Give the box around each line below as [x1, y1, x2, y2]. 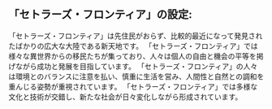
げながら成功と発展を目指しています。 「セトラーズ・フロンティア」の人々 [8, 61, 258, 71]
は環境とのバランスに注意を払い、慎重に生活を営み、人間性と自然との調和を [8, 72, 265, 81]
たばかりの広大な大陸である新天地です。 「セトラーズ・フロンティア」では [8, 41, 258, 50]
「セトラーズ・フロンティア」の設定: [8, 7, 192, 22]
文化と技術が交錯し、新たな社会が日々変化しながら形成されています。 [8, 92, 243, 102]
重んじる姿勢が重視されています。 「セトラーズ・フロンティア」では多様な [8, 81, 258, 91]
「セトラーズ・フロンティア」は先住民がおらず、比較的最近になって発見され [8, 31, 263, 41]
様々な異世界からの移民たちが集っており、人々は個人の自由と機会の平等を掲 [8, 51, 264, 61]
